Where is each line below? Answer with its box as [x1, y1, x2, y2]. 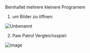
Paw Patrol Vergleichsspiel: [12, 33, 67, 38]
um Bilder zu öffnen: [12, 14, 54, 19]
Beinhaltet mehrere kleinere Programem [5, 4, 86, 10]
